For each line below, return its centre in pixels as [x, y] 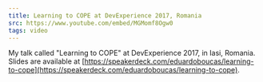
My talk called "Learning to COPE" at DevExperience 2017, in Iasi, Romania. [132, 53]
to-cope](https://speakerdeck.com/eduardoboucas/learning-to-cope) [123, 70]
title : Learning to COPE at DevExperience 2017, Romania [105, 16]
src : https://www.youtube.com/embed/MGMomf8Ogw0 [91, 23]
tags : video [28, 30]
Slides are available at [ [47, 61]
